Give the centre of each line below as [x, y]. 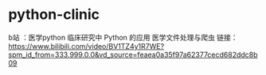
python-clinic [54, 15]
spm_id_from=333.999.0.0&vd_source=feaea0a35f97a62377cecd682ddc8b [133, 54]
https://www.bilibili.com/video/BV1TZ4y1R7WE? [86, 46]
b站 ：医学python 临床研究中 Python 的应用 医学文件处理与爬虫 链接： [123, 37]
